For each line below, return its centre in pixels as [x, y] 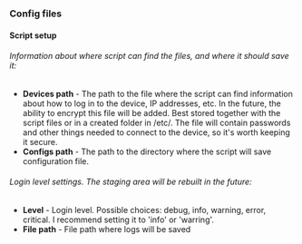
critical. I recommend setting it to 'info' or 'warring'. [118, 220]
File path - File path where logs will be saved [107, 229]
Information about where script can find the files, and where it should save [150, 56]
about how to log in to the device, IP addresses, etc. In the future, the [151, 103]
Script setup [33, 35]
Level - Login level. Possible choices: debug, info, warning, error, [144, 210]
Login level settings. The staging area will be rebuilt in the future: [131, 182]
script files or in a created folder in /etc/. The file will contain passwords [156, 122]
